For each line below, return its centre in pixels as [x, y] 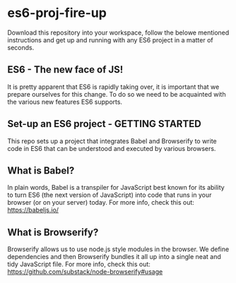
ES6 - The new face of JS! [65, 70]
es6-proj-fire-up [57, 13]
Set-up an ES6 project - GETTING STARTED [104, 124]
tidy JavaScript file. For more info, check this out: [79, 264]
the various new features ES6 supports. [65, 102]
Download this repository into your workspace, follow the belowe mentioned [118, 32]
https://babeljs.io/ [33, 210]
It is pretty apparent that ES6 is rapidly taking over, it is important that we [113, 87]
